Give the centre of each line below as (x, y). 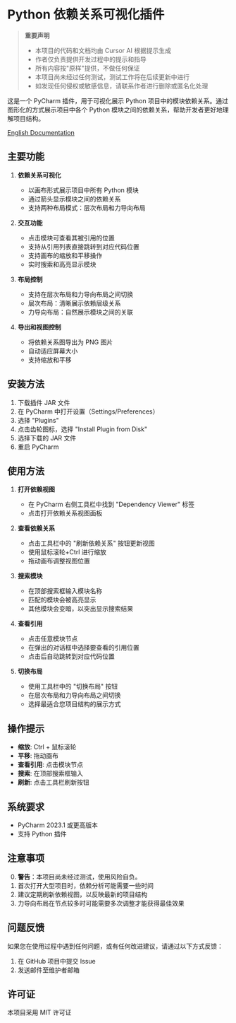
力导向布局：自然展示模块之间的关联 (81, 312)
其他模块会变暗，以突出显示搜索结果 (81, 609)
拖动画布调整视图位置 (59, 561)
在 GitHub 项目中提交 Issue (57, 961)
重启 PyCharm (38, 447)
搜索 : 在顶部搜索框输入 (50, 773)
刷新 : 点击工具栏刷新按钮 (53, 783)
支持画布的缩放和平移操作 (65, 255)
